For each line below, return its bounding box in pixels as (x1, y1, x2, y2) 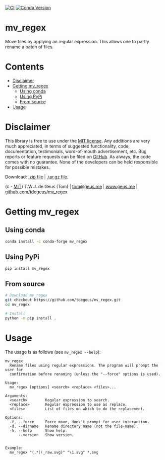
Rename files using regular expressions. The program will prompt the (9, 363, 159, 368)
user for (5, 367, 23, 372)
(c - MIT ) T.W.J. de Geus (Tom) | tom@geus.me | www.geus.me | (5, 183, 138, 189)
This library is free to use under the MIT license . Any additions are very (5, 138, 150, 144)
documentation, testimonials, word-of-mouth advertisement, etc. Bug (5, 148, 147, 154)
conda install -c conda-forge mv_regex (5, 239, 88, 244)
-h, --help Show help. (9, 428, 68, 433)
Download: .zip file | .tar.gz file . (5, 174, 69, 180)
